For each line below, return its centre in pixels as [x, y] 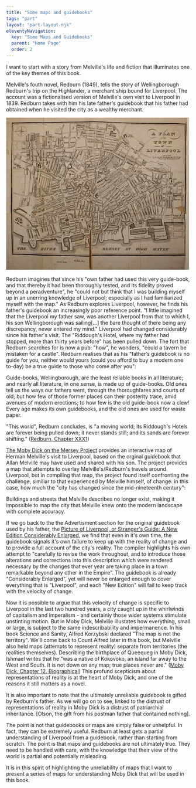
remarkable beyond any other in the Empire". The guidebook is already [91, 572]
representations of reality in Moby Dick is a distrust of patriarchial [85, 707]
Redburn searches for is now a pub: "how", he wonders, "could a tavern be [97, 347]
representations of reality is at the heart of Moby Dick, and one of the [90, 677]
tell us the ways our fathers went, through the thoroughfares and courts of [96, 390]
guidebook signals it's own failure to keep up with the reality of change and [97, 541]
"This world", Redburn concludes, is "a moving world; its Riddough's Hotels [97, 426]
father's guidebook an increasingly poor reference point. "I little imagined [94, 310]
